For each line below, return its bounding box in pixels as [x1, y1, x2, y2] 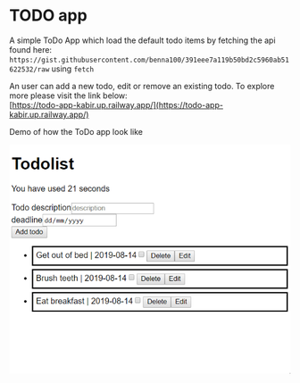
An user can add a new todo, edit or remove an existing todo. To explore [9, 80, 275, 91]
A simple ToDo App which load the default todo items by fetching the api [9, 35, 276, 46]
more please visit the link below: [9, 90, 128, 101]
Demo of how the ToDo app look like [9, 126, 143, 137]
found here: [9, 44, 52, 54]
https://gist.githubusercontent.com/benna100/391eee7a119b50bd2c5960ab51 [9, 55, 290, 64]
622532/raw [9, 64, 50, 74]
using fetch [51, 63, 95, 74]
